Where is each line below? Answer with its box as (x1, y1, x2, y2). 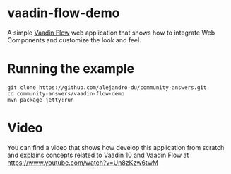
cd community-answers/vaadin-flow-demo (7, 90, 125, 97)
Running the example (7, 61, 135, 77)
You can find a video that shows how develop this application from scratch (7, 143, 225, 151)
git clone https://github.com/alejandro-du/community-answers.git (7, 83, 207, 91)
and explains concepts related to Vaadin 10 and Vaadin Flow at (7, 151, 189, 159)
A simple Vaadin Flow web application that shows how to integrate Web (7, 28, 215, 37)
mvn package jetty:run (7, 96, 74, 103)
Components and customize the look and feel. (7, 35, 141, 44)
